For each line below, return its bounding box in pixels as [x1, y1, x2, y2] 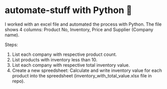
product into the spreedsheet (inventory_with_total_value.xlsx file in [12, 72, 152, 78]
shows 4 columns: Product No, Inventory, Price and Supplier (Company [5, 26, 154, 32]
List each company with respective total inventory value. [12, 62, 130, 68]
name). [5, 32, 20, 38]
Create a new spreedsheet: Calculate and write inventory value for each [12, 67, 162, 73]
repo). [12, 78, 25, 84]
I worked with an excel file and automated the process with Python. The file [5, 21, 162, 27]
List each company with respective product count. [12, 51, 117, 57]
